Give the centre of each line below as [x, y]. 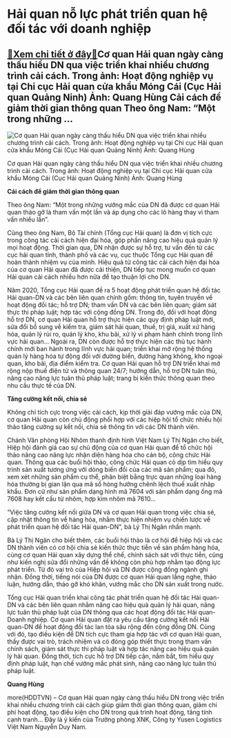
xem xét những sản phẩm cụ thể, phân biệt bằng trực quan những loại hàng [114, 477]
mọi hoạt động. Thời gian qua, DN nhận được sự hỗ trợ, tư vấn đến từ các [111, 247]
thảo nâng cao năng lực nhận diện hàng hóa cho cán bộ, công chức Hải [109, 455]
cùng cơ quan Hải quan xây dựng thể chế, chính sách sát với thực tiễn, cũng [115, 555]
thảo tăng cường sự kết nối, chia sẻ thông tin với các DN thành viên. [103, 427]
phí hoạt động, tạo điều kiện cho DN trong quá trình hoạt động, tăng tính [110, 712]
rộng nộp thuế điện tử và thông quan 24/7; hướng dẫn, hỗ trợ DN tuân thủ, [112, 371]
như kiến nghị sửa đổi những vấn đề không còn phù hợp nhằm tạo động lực [114, 562]
